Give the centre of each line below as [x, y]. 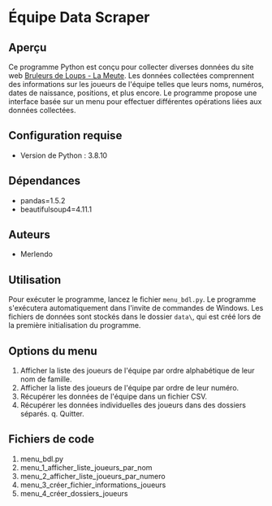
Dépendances [45, 181]
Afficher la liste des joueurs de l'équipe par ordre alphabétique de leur [137, 371]
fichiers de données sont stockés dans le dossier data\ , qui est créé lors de [135, 316]
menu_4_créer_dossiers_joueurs [74, 493]
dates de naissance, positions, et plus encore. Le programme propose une [133, 93]
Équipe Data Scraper [79, 17]
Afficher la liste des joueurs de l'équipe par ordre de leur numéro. [130, 388]
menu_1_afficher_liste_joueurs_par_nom [86, 467]
